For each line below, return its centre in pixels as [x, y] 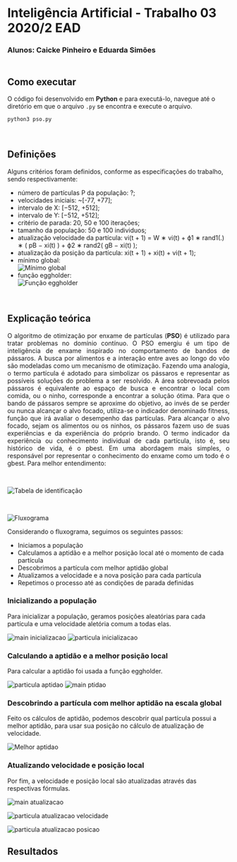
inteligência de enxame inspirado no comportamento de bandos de [119, 350]
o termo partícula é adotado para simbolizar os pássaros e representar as [119, 373]
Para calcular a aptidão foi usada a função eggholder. [85, 671]
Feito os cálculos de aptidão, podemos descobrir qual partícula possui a [112, 719]
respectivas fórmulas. [39, 788]
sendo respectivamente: [43, 179]
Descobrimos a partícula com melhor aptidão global [93, 568]
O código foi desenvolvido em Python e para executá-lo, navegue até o [111, 98]
